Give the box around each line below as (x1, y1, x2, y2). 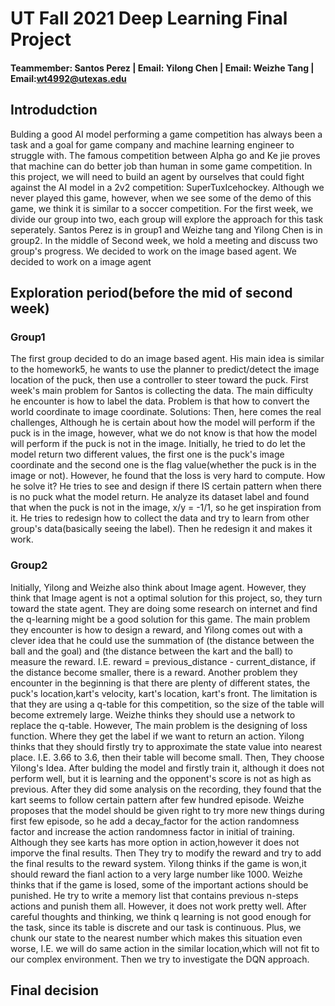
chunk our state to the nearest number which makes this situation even (10, 932, 303, 944)
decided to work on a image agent (10, 255, 152, 267)
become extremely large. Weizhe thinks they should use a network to (10, 708, 296, 721)
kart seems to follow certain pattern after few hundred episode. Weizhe (10, 793, 305, 806)
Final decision (10, 982, 100, 999)
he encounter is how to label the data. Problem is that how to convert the (10, 395, 310, 407)
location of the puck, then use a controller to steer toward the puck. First (10, 374, 309, 386)
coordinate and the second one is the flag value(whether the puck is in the (10, 459, 317, 471)
